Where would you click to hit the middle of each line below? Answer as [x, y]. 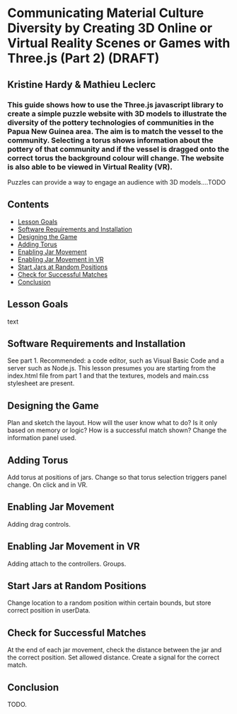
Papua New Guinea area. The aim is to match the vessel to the [115, 131]
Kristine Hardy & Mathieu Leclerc [82, 84]
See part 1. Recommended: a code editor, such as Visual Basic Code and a [116, 361]
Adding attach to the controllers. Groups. [67, 564]
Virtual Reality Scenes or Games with [119, 43]
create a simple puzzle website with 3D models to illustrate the [117, 114]
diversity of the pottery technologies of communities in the [111, 122]
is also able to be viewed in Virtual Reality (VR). [90, 167]
